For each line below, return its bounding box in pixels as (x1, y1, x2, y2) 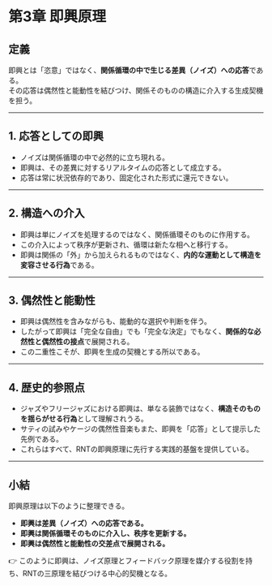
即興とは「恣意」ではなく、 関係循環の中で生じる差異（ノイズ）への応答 (8, 66, 249, 75)
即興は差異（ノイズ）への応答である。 (19, 519, 148, 528)
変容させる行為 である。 (19, 260, 99, 269)
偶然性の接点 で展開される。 (41, 337, 134, 347)
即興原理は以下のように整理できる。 (8, 501, 130, 511)
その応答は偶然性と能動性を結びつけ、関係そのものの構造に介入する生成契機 (8, 86, 264, 95)
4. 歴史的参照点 (8, 381, 85, 394)
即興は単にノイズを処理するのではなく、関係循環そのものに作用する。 (19, 229, 255, 239)
